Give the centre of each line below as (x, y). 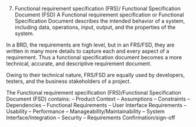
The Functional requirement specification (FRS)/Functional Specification (94, 93)
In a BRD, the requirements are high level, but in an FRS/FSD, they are (90, 45)
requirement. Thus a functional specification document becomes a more (94, 57)
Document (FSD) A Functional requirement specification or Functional (99, 15)
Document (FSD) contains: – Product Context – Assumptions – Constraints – (98, 99)
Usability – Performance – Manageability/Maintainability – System (86, 111)
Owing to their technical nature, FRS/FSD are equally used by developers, (95, 75)
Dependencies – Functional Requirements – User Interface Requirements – (97, 105)
